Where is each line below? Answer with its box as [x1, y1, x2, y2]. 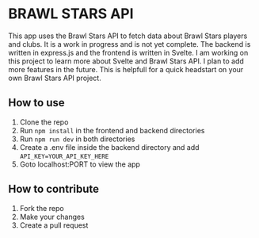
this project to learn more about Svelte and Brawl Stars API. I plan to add [8, 56, 244, 66]
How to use [8, 96, 65, 109]
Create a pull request [19, 220, 89, 230]
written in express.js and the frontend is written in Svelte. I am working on [8, 48, 249, 57]
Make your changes [19, 212, 85, 221]
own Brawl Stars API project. [8, 73, 101, 83]
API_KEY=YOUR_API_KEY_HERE [19, 152, 109, 160]
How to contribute [8, 182, 100, 196]
